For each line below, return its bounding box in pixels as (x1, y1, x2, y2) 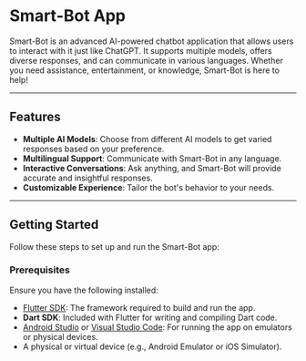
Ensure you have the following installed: (9, 284, 159, 295)
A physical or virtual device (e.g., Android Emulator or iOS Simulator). (22, 341, 282, 352)
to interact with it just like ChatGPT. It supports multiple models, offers (9, 45, 272, 56)
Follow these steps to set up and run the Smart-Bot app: (9, 241, 220, 252)
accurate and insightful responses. (22, 172, 153, 183)
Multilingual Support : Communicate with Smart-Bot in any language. (22, 152, 282, 164)
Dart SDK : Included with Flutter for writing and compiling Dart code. (22, 312, 278, 323)
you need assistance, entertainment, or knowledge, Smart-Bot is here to (9, 65, 280, 76)
